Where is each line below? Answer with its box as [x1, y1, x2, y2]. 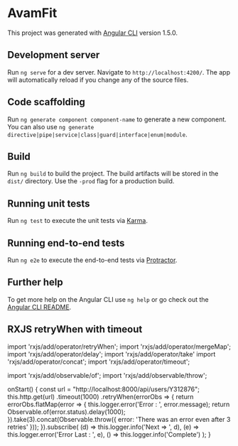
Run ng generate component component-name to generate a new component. [7, 115, 227, 124]
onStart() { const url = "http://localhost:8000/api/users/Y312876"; [7, 385, 200, 393]
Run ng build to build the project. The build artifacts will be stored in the [7, 169, 219, 178]
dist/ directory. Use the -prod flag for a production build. [7, 177, 175, 185]
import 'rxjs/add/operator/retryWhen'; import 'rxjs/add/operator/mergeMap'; [7, 342, 232, 351]
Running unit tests [7, 197, 90, 210]
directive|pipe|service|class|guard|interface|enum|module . [7, 130, 188, 138]
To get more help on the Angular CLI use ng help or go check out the [7, 295, 209, 303]
